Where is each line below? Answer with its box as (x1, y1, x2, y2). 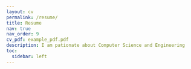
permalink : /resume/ (6, 14, 59, 20)
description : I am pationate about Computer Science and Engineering (6, 43, 186, 49)
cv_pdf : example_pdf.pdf (6, 37, 69, 43)
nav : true (6, 25, 31, 32)
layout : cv (6, 8, 34, 15)
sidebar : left (11, 53, 47, 59)
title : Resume (6, 20, 42, 26)
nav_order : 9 (6, 31, 39, 37)
